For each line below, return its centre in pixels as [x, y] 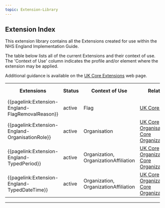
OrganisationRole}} [29, 138]
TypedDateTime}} [28, 190]
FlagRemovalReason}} [33, 114]
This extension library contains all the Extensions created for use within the [81, 41]
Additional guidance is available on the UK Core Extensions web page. [76, 76]
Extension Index [30, 30]
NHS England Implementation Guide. [42, 46]
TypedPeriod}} [24, 163]
